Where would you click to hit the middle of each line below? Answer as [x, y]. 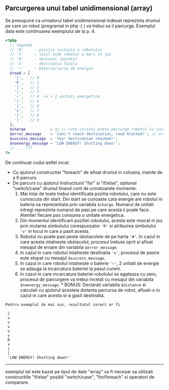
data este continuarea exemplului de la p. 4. [51, 31]
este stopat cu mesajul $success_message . [63, 258]
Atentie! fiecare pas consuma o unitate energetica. [72, 215]
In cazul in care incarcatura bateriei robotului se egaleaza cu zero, [89, 274]
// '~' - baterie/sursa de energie [52, 69]
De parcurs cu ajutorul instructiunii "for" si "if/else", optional [74, 183]
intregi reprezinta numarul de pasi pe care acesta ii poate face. [85, 210]
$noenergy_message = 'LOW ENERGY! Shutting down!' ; [65, 144]
